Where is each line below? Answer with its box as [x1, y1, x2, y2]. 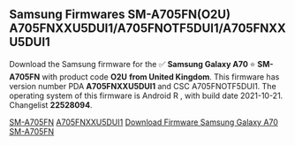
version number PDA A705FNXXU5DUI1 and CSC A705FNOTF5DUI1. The [9, 80, 276, 91]
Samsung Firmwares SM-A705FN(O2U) [9, 7, 231, 22]
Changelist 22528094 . [9, 99, 93, 110]
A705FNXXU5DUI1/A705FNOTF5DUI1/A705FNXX [9, 21, 286, 36]
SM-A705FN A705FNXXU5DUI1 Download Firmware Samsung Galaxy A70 [9, 117, 278, 127]
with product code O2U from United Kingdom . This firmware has [42, 71, 280, 82]
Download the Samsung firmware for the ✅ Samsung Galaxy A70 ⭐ [9, 58, 256, 69]
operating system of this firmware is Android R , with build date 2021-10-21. [9, 90, 284, 101]
